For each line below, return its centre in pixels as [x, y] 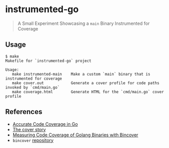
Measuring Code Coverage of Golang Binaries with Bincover [75, 135]
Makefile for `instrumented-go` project [49, 61]
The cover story [29, 129]
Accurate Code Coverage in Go [45, 124]
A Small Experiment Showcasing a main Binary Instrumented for [84, 23]
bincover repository [33, 140]
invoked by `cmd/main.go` [32, 87]
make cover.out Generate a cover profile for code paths [86, 83]
